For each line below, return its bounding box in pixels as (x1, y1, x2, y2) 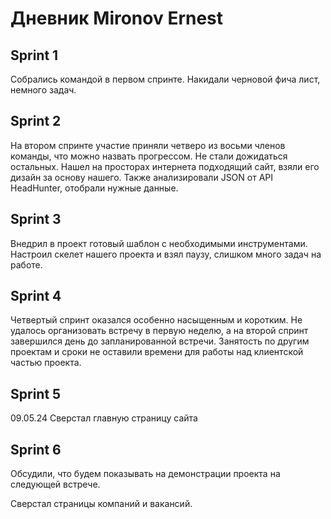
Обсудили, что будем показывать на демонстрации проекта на (10, 468, 281, 480)
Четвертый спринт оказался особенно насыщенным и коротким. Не (10, 314, 303, 326)
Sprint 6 (10, 441, 62, 458)
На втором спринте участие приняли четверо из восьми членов (10, 139, 286, 151)
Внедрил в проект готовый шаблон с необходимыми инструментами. (10, 237, 308, 249)
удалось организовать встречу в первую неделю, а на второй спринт (10, 325, 309, 337)
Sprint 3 (10, 211, 62, 228)
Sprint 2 (10, 113, 62, 130)
